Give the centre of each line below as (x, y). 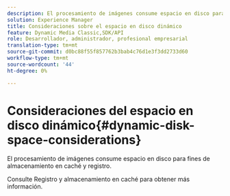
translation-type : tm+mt (42, 45)
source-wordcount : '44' (41, 64)
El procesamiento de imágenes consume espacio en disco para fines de (109, 159)
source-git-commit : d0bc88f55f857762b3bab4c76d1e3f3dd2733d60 (98, 52)
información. (25, 186)
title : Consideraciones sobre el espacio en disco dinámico (95, 26)
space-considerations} (74, 139)
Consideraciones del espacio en (100, 111)
